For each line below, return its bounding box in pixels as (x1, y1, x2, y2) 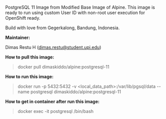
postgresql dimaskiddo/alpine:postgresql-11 (30, 89, 121, 95)
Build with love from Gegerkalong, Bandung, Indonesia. (5, 25, 120, 31)
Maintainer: (5, 35, 30, 40)
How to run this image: (5, 74, 54, 80)
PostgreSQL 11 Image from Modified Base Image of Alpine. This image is (5, 5, 155, 10)
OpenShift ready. (5, 15, 40, 21)
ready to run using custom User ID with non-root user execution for (5, 10, 145, 16)
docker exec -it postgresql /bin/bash (17, 108, 94, 114)
